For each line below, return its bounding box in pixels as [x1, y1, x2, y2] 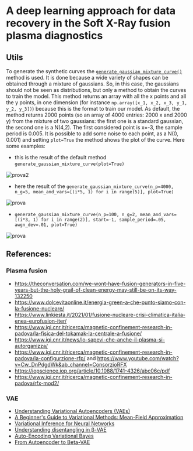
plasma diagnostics [6, 29, 103, 42]
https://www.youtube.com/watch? [97, 354, 179, 361]
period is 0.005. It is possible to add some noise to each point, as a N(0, [6, 130, 179, 137]
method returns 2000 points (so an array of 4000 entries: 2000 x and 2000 [6, 111, 188, 118]
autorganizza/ [14, 342, 48, 349]
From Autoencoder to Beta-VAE [14, 438, 90, 446]
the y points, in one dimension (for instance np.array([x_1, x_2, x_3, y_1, [6, 99, 188, 106]
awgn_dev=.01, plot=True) [14, 222, 78, 228]
